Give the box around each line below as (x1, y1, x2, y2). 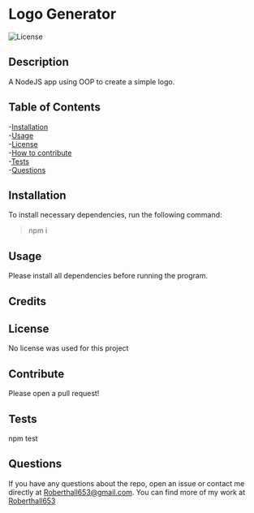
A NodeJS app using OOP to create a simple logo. (8, 76, 175, 86)
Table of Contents (8, 101, 101, 114)
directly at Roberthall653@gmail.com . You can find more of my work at (8, 487, 246, 497)
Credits (8, 294, 47, 308)
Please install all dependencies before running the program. (8, 271, 209, 281)
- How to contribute (8, 148, 72, 157)
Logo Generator (8, 5, 117, 24)
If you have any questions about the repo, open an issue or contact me (8, 478, 245, 488)
